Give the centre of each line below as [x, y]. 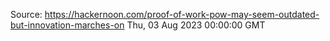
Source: [26, 14]
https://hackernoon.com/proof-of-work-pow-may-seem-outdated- [182, 14]
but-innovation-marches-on [67, 25]
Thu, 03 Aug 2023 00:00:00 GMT [196, 25]
